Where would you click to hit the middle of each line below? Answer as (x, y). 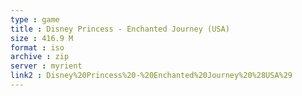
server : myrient (46, 66)
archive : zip (40, 57)
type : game (35, 19)
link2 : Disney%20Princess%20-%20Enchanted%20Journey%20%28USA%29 (151, 76)
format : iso (37, 47)
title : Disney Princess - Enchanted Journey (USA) (120, 29)
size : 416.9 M (42, 38)
